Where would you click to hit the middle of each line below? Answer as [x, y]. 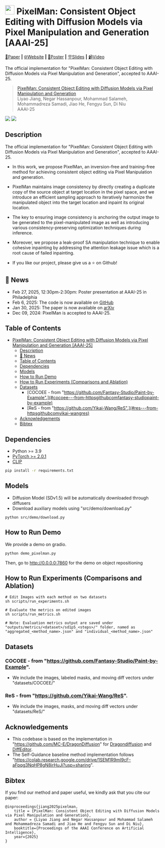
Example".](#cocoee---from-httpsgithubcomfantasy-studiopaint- [93, 398]
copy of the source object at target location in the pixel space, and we [83, 192]
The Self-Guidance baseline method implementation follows [73, 755]
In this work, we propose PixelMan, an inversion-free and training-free [83, 166]
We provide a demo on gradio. [36, 544]
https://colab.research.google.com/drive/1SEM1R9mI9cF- [73, 760]
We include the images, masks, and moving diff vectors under [75, 706]
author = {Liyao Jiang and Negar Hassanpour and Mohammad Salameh [83, 819]
